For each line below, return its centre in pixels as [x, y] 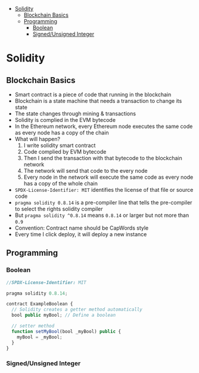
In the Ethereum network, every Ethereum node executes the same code [104, 126]
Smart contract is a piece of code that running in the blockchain [93, 94]
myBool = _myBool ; [40, 337]
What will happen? [38, 139]
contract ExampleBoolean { [40, 304]
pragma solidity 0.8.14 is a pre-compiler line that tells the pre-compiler [103, 202]
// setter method [33, 326]
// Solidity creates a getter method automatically [77, 310]
